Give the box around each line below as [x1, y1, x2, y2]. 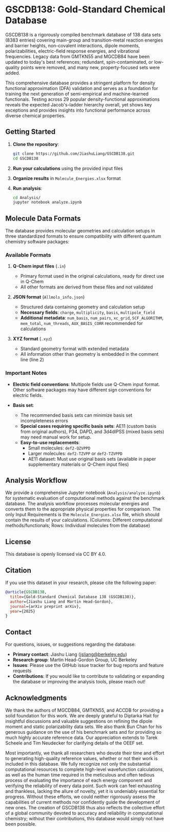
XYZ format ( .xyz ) [12, 336, 52, 342]
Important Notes [5, 369, 47, 376]
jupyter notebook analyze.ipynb [12, 200, 82, 205]
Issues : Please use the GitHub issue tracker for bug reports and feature [12, 662, 164, 668]
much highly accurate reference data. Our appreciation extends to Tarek [5, 734, 158, 740]
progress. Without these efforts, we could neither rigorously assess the [5, 793, 156, 800]
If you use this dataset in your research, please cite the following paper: [5, 580, 157, 586]
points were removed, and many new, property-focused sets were [20, 64, 160, 70]
